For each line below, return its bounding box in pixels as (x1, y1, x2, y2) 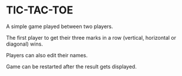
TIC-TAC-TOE (6, 4, 73, 17)
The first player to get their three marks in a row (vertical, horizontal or (6, 34, 177, 41)
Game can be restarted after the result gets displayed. (6, 63, 137, 70)
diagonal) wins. (6, 40, 43, 47)
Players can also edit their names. (6, 51, 88, 58)
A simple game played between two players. (6, 23, 113, 30)
